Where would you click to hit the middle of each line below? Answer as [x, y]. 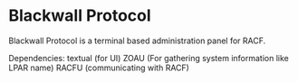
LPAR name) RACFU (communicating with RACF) [99, 68]
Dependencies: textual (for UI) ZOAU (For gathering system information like [149, 58]
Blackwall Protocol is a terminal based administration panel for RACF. [137, 41]
